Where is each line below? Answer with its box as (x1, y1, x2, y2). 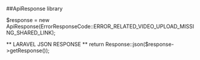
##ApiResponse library (6, 5, 63, 12)
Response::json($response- (105, 41, 174, 48)
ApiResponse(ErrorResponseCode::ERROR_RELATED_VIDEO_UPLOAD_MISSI (6, 23, 195, 30)
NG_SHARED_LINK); (6, 29, 56, 36)
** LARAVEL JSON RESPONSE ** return (6, 41, 105, 48)
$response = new (6, 17, 50, 23)
